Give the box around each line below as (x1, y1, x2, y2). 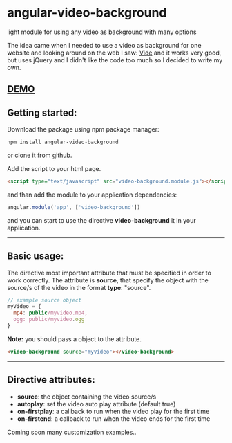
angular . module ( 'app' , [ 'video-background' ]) (7, 204, 140, 210)
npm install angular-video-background (7, 138, 119, 146)
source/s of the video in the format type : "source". (7, 283, 151, 291)
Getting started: (7, 107, 77, 118)
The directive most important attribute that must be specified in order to (7, 269, 212, 277)
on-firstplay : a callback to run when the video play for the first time (17, 407, 210, 415)
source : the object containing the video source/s (17, 392, 157, 401)
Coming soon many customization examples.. (7, 428, 137, 436)
